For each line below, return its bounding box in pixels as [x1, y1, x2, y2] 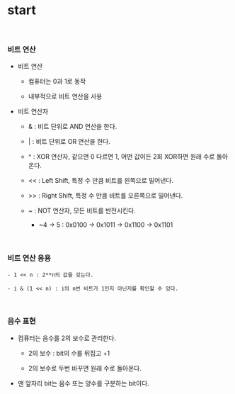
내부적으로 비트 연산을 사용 [28, 92, 103, 101]
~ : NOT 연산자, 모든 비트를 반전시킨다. [28, 206, 136, 215]
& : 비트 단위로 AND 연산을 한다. [28, 123, 117, 131]
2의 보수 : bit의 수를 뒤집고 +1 [28, 349, 110, 357]
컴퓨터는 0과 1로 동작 [28, 77, 86, 86]
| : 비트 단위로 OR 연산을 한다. [28, 137, 111, 146]
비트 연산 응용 [7, 254, 52, 264]
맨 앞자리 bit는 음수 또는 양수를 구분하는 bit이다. [17, 378, 150, 388]
